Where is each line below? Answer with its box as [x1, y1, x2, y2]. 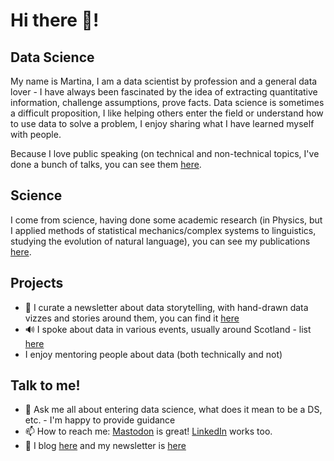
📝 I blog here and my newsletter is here [24, 440, 187, 452]
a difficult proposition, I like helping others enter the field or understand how [10, 107, 324, 119]
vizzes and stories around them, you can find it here [24, 312, 240, 324]
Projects [10, 275, 64, 292]
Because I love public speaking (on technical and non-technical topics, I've [10, 148, 320, 159]
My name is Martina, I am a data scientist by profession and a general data [10, 75, 318, 87]
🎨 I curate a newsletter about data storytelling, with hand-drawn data [24, 301, 309, 313]
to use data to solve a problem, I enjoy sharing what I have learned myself [10, 118, 315, 129]
